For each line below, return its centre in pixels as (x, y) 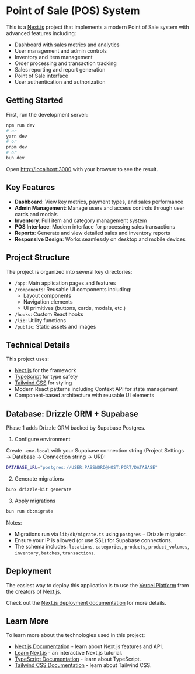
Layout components (47, 295)
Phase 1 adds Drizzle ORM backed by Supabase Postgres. (76, 428)
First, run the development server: (47, 114)
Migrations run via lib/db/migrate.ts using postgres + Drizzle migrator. (100, 534)
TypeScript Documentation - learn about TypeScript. (78, 659)
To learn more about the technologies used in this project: (76, 635)
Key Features (31, 188)
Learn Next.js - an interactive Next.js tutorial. (68, 653)
